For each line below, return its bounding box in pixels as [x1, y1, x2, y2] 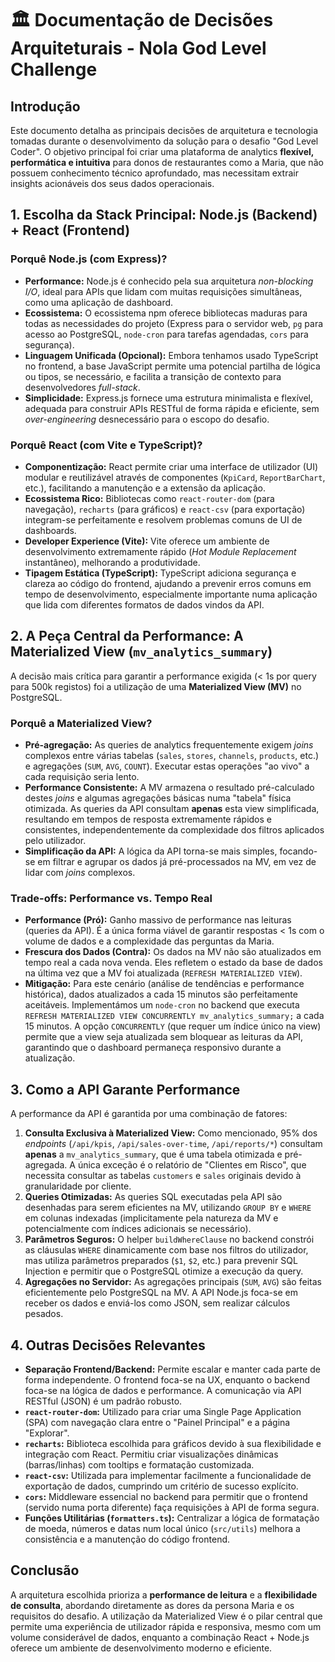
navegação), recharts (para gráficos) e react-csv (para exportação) [24, 503, 306, 515]
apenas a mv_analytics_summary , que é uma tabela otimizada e [24, 1148, 283, 1161]
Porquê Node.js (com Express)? [10, 252, 168, 266]
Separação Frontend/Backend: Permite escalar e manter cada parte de [24, 1363, 322, 1376]
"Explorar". [24, 1427, 70, 1439]
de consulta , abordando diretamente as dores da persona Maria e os [10, 1599, 295, 1611]
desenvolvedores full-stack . [24, 381, 141, 393]
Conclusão [10, 1562, 80, 1579]
